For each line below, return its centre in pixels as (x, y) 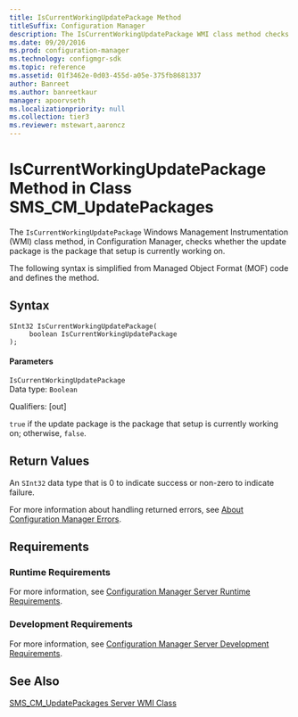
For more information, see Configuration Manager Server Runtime (130, 592)
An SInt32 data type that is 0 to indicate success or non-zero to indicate (142, 482)
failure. (22, 492)
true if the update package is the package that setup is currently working (144, 424)
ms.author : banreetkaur (54, 92)
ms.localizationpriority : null (67, 109)
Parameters (31, 361)
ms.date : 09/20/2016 (48, 42)
